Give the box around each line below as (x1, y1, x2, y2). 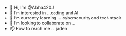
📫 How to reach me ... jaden (9, 26, 67, 31)
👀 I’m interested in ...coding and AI (9, 10, 79, 16)
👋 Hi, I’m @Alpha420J (9, 5, 54, 10)
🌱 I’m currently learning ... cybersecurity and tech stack (9, 15, 121, 20)
